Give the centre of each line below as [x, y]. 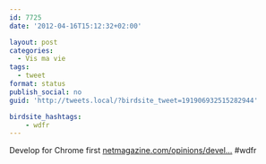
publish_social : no [46, 92]
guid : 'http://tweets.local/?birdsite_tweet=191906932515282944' [133, 100]
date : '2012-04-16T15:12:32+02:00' [76, 26]
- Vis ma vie [42, 59]
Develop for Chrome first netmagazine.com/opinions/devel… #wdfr [133, 151]
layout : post [34, 42]
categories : [31, 50]
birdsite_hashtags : [46, 117]
